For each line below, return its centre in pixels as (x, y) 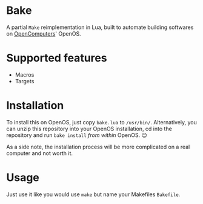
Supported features (57, 58)
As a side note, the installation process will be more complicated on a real (98, 147)
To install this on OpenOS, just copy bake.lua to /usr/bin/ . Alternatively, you (101, 122)
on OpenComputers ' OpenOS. (44, 33)
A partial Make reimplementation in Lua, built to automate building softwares (100, 27)
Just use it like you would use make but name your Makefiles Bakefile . (93, 194)
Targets (25, 81)
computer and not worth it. (40, 153)
